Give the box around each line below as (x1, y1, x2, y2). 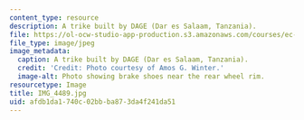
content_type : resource (9, 13, 100, 23)
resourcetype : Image (9, 80, 88, 89)
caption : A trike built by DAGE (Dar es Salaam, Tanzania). (17, 55, 249, 64)
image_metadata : (9, 47, 71, 56)
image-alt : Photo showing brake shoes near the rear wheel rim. (17, 72, 265, 81)
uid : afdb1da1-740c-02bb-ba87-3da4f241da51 (9, 97, 176, 106)
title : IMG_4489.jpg (9, 88, 88, 97)
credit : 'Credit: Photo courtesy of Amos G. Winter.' (17, 64, 224, 73)
